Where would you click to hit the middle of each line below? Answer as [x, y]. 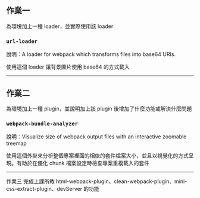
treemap [16, 143]
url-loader [22, 41]
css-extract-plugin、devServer [44, 189]
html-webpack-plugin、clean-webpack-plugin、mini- [121, 181]
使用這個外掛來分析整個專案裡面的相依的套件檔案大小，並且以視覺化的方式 [97, 156]
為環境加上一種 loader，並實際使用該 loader [60, 26]
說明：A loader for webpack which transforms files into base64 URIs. [91, 54]
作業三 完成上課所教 [30, 181]
